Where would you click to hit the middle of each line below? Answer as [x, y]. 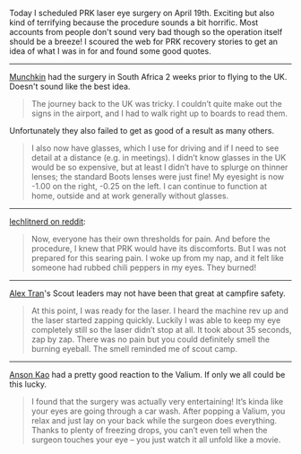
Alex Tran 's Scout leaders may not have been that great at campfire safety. [148, 293]
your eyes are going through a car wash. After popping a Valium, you [158, 411]
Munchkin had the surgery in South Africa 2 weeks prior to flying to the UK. [148, 77]
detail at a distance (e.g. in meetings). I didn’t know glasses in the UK [159, 157]
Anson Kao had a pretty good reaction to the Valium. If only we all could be [147, 375]
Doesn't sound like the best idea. [70, 86]
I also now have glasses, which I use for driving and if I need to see [155, 148]
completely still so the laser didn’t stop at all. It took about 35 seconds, [161, 330]
